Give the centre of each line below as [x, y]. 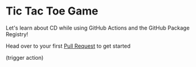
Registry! [17, 34]
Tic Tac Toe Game [52, 11]
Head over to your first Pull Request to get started [68, 46]
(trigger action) [25, 57]
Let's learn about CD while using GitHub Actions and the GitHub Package [98, 28]
